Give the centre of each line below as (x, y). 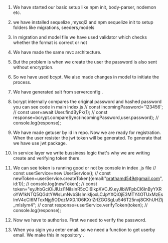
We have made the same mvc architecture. (57, 52)
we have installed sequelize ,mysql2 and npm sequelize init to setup (83, 22)
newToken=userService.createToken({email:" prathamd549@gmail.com (86, 178)
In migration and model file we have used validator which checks (80, 37)
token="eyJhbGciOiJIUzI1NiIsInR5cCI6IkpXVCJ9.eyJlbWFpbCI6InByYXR (87, 189)
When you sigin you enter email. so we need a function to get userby (84, 230)
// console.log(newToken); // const (61, 184)
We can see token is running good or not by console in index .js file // (85, 168)
